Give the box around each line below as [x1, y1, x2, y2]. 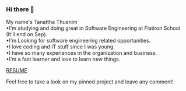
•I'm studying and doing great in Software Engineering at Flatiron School [6, 24, 181, 32]
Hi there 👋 [6, 5, 35, 13]
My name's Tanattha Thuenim [6, 19, 78, 26]
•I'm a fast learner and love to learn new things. [6, 55, 121, 63]
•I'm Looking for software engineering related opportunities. [6, 37, 151, 44]
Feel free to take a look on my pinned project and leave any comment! [6, 78, 174, 85]
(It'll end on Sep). [6, 31, 48, 38]
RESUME [6, 67, 27, 74]
